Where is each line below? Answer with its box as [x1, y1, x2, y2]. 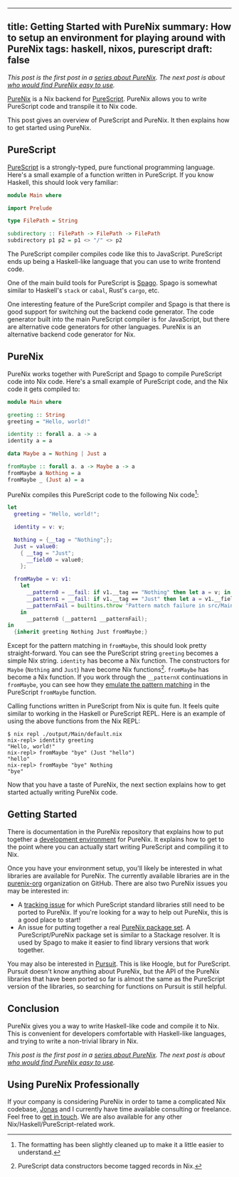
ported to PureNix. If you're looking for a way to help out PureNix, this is [17, 907, 229, 916]
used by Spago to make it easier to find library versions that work [17, 938, 210, 947]
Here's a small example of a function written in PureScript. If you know [7, 170, 214, 179]
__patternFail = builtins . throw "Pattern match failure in [26, 602, 205, 609]
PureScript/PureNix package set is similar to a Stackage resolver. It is [17, 930, 221, 939]
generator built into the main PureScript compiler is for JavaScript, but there [7, 315, 230, 324]
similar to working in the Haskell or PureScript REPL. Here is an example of [7, 709, 225, 718]
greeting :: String [7, 411, 65, 418]
